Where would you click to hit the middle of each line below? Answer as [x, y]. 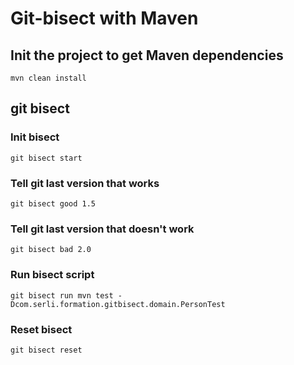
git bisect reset [46, 350]
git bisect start [46, 158]
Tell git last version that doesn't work [102, 229]
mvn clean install [48, 78]
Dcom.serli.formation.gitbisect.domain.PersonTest [118, 304]
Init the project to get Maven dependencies [147, 55]
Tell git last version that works [85, 183]
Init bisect [35, 137]
